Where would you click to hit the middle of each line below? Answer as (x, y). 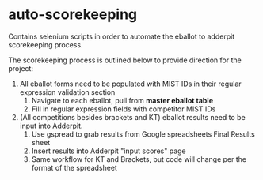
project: (21, 68)
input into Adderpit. (51, 126)
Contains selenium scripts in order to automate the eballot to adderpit (122, 36)
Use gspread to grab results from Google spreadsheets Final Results (143, 134)
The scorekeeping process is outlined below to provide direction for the (125, 60)
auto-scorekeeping (72, 15)
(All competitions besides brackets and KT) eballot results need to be (132, 117)
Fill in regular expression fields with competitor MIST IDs (124, 109)
